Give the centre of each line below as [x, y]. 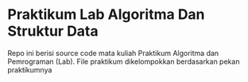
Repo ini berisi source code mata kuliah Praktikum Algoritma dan [113, 53]
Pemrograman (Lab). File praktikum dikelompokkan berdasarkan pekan [124, 61]
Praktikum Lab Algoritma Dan [106, 15]
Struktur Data [53, 31]
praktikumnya [30, 69]
